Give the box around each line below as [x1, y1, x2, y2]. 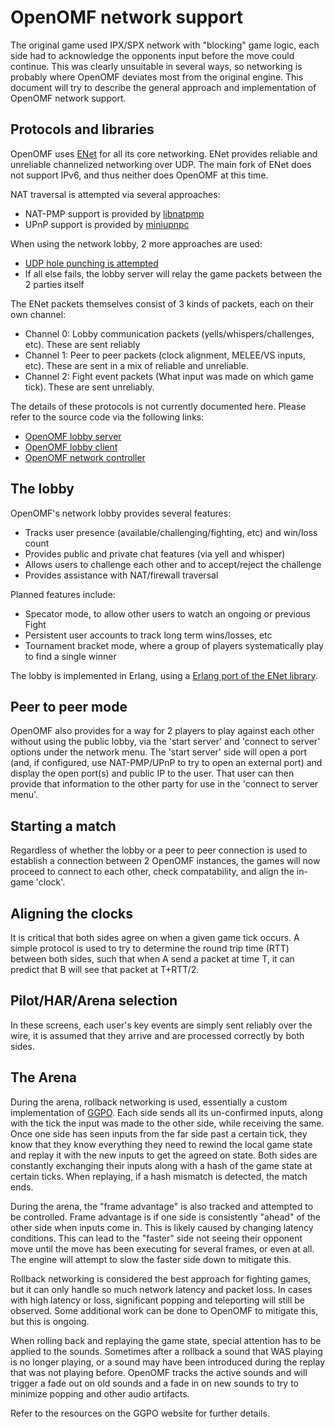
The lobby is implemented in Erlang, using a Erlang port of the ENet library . [10, 669, 318, 681]
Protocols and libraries [10, 121, 155, 138]
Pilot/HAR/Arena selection [10, 992, 178, 1010]
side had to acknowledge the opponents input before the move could [10, 49, 295, 61]
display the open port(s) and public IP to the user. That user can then [10, 767, 295, 780]
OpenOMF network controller [24, 451, 146, 463]
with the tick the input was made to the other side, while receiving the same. [10, 1117, 325, 1129]
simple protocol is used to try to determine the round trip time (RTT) [10, 942, 290, 954]
